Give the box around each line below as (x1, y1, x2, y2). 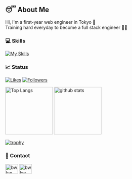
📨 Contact (5, 152, 30, 159)
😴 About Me (5, 6, 50, 14)
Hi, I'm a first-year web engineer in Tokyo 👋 (5, 19, 96, 25)
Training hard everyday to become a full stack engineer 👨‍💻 (5, 24, 128, 30)
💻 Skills (5, 37, 26, 44)
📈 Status (5, 64, 28, 71)
